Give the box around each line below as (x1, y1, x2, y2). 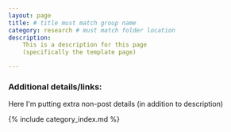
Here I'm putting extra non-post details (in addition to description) (8, 100, 224, 109)
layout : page (8, 11, 52, 20)
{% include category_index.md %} (8, 115, 121, 124)
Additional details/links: (8, 81, 102, 92)
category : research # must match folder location (8, 26, 176, 34)
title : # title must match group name (8, 19, 137, 27)
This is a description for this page (22, 41, 148, 49)
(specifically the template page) (22, 48, 137, 56)
